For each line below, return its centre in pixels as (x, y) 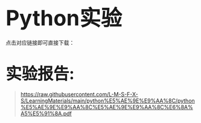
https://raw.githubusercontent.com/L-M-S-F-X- (79, 94)
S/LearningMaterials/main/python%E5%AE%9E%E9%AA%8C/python (108, 101)
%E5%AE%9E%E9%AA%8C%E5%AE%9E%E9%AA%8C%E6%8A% (107, 107)
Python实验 (64, 18)
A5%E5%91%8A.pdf (46, 113)
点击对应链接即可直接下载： (40, 42)
